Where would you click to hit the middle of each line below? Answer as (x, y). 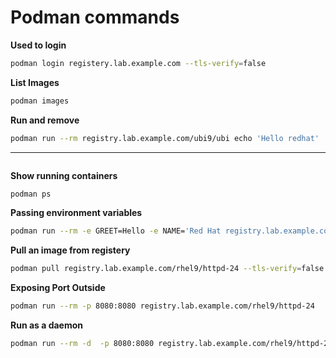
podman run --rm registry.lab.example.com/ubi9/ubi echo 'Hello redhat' (165, 138)
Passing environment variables (76, 213)
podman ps (31, 194)
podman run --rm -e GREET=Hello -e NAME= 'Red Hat (116, 231)
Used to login (38, 45)
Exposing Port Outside (58, 288)
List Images (35, 82)
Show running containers (64, 175)
